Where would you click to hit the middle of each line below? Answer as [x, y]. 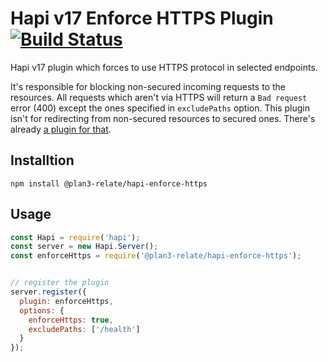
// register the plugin [60, 283]
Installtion [42, 160]
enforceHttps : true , [71, 320]
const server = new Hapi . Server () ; [84, 247]
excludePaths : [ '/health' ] [84, 329]
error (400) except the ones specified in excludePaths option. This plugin [160, 108]
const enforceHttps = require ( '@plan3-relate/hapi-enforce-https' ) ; [156, 256]
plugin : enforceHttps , [66, 301]
